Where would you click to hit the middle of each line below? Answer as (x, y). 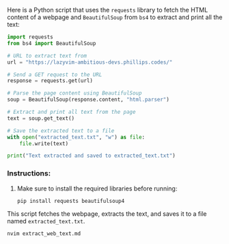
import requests (30, 37)
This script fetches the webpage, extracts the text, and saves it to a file (107, 214)
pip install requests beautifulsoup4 (71, 201)
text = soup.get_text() (41, 118)
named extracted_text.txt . (46, 221)
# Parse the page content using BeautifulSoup (75, 93)
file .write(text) (44, 143)
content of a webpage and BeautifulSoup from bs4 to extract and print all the (115, 17)
